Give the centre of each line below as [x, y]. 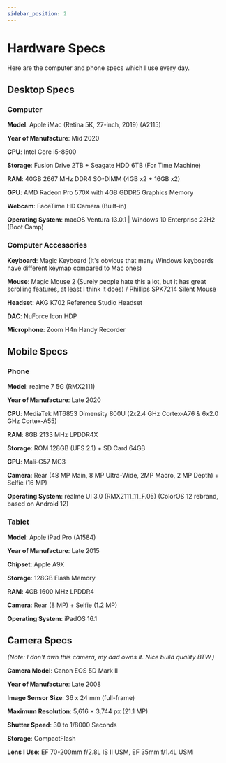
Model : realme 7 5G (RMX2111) [51, 387]
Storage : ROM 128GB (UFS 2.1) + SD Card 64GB [76, 448]
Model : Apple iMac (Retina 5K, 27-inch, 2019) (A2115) [84, 125]
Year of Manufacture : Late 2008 [54, 684]
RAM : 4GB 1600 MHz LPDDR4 [51, 591]
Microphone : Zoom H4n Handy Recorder [67, 329]
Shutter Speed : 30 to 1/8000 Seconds [62, 725]
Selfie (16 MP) [27, 483]
